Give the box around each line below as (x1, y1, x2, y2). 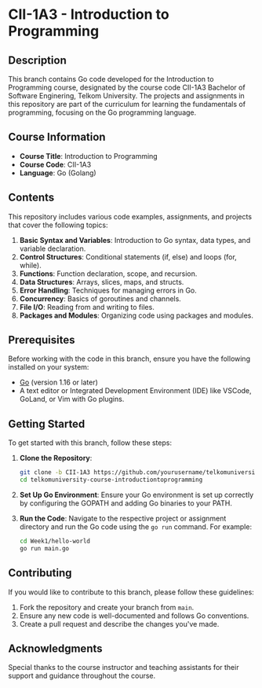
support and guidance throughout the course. (8, 671, 156, 681)
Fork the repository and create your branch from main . (19, 602, 195, 612)
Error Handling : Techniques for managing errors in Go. (19, 285, 198, 295)
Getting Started (8, 417, 86, 430)
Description (8, 53, 67, 67)
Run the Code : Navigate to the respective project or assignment (19, 513, 227, 523)
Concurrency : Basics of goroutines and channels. (19, 293, 182, 304)
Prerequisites (8, 333, 75, 347)
